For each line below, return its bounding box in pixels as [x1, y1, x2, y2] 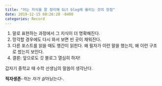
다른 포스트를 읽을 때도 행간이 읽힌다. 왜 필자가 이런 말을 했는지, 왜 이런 [12, 43, 148, 49]
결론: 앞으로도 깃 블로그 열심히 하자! [12, 55, 81, 61]
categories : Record [5, 16, 45, 21]
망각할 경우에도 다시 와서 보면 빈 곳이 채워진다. [12, 36, 102, 42]
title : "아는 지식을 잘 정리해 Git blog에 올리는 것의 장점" [5, 7, 115, 12]
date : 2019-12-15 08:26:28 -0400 [5, 12, 74, 17]
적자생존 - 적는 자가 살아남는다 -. [5, 76, 65, 82]
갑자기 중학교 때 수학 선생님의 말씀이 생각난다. [5, 65, 93, 71]
